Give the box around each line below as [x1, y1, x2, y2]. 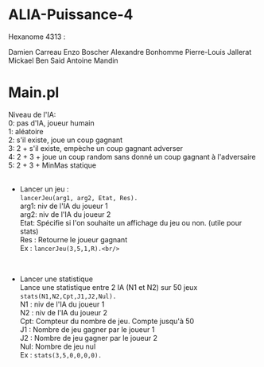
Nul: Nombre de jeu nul [19, 342, 96, 351]
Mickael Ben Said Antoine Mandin [8, 56, 118, 65]
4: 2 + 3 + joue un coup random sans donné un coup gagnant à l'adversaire [8, 152, 256, 161]
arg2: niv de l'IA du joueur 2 [19, 209, 111, 219]
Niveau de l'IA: [8, 110, 56, 119]
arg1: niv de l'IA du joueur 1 [19, 201, 109, 211]
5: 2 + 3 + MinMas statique [8, 160, 97, 170]
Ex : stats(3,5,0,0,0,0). [19, 350, 102, 359]
